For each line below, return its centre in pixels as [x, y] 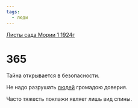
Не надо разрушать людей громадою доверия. [67, 87]
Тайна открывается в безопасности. [53, 75]
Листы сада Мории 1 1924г [41, 34]
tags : [13, 12]
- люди [20, 17]
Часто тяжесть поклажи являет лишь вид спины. [69, 99]
